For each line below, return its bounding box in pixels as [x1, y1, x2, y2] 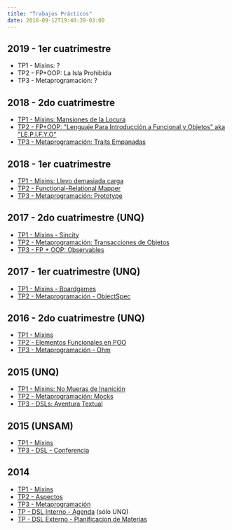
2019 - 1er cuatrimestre [7, 43, 111, 55]
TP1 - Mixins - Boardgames [17, 284, 97, 293]
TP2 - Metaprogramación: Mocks [17, 392, 114, 401]
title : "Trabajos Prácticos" [7, 10, 93, 18]
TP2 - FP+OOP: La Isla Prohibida [17, 69, 112, 77]
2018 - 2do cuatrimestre [7, 96, 116, 109]
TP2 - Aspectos [17, 492, 63, 501]
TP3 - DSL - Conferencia [17, 446, 90, 454]
